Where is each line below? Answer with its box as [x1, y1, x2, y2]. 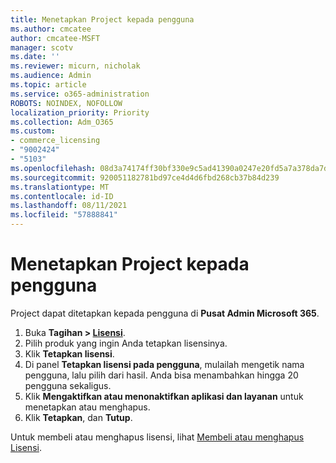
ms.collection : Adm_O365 [10, 117, 114, 127]
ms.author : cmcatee [10, 24, 92, 34]
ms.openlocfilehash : [10, 163, 97, 173]
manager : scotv [10, 42, 74, 53]
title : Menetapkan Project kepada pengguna [10, 14, 195, 25]
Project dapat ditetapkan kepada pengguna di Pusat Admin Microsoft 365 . [10, 307, 320, 319]
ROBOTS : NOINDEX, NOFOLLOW [10, 98, 123, 108]
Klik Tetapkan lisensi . [24, 347, 115, 360]
